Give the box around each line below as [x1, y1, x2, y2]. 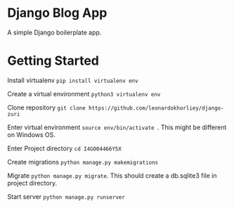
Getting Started [7, 53, 100, 69]
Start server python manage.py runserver [7, 192, 125, 201]
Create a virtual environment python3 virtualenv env [7, 89, 161, 98]
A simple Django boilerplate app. [7, 28, 102, 37]
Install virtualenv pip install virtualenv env [7, 76, 138, 84]
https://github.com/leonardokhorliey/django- [89, 104, 224, 112]
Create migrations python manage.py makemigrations [7, 157, 159, 166]
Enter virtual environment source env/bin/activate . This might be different [7, 123, 227, 131]
